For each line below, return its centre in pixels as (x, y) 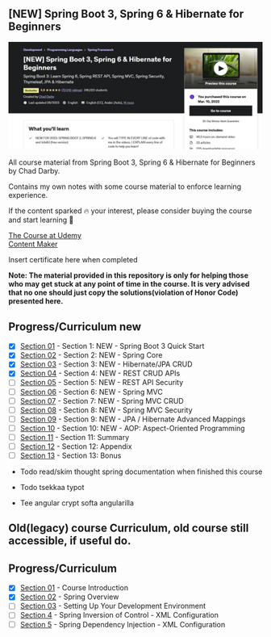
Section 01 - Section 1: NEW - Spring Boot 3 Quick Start (112, 346)
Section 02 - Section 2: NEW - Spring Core (91, 355)
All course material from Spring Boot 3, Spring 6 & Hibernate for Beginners (132, 162)
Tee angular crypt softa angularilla (77, 503)
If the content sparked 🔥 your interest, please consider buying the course (130, 211)
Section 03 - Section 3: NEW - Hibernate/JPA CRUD (106, 364)
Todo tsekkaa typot (52, 488)
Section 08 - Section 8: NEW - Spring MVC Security (106, 410)
